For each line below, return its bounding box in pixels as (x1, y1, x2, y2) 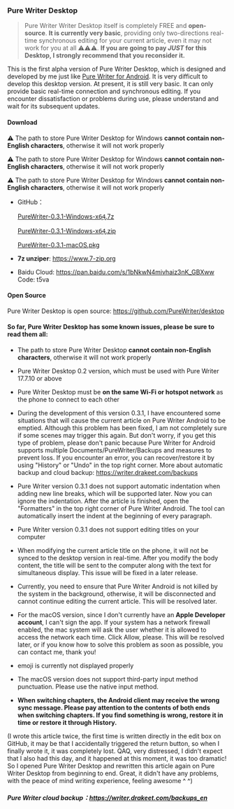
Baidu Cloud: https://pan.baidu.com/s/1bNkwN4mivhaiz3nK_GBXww (17, 268, 214, 276)
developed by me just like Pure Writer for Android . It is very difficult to (7, 72, 208, 81)
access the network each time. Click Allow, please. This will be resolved (17, 632, 225, 641)
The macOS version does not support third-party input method (17, 675, 198, 683)
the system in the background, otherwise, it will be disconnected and (17, 589, 217, 597)
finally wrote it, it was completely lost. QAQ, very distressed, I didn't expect (7, 747, 223, 755)
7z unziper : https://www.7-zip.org (17, 254, 117, 263)
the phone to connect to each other (17, 395, 120, 403)
